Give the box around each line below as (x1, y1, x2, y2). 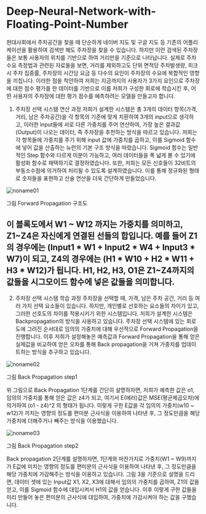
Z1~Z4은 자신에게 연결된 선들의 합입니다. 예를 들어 (6, 231, 187, 241)
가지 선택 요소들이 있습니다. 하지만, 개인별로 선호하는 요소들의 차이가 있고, (22, 302, 199, 309)
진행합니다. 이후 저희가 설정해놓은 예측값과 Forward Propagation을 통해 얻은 (15, 333, 200, 340)
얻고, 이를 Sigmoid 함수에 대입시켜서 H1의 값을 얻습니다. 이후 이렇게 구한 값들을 (6, 486, 197, 493)
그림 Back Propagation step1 (6, 373, 78, 381)
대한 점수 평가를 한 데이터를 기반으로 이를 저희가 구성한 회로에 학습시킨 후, (12, 84, 190, 92)
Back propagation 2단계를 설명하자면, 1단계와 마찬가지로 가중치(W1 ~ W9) (6, 455, 187, 462)
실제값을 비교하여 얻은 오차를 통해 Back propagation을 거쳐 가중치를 (15, 340, 180, 348)
